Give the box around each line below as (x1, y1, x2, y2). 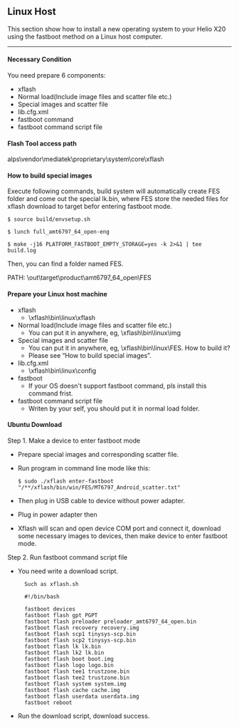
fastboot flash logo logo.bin (24, 661, 114, 669)
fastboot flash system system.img (24, 680, 127, 687)
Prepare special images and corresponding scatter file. (17, 450, 179, 458)
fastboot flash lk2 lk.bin (24, 649, 105, 656)
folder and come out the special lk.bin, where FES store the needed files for (7, 195, 229, 203)
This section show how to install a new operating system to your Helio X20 (7, 24, 226, 33)
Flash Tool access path (7, 139, 77, 148)
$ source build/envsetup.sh (7, 216, 91, 223)
